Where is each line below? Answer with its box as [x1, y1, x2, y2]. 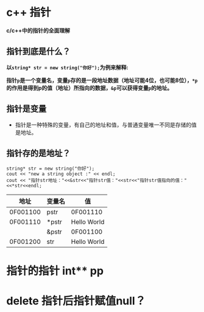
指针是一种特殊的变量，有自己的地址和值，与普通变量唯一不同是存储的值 [15, 121, 197, 128]
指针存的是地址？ [6, 148, 71, 158]
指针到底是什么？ [6, 46, 71, 57]
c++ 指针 [6, 5, 52, 19]
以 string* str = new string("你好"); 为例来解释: [6, 63, 129, 71]
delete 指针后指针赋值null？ [6, 294, 146, 308]
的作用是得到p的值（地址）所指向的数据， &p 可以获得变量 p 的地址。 [6, 84, 173, 91]
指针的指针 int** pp [6, 264, 104, 277]
